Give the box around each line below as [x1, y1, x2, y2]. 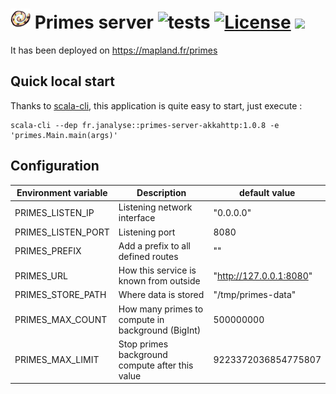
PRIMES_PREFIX [14, 245, 82, 257]
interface [118, 212, 156, 224]
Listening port [118, 226, 176, 238]
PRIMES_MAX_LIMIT [14, 354, 100, 366]
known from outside [118, 275, 201, 287]
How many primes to [118, 303, 204, 315]
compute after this [118, 359, 194, 371]
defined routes [118, 250, 179, 262]
